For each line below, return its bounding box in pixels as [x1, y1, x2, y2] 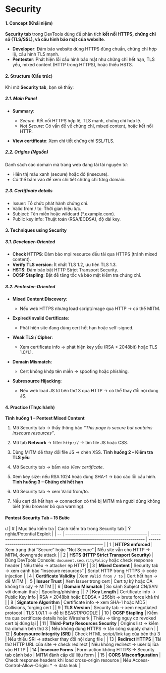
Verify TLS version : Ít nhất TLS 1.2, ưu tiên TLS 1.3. [12, 261, 117, 268]
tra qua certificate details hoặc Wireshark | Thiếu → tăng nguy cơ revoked [5, 615, 156, 621]
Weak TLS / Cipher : [12, 334, 53, 340]
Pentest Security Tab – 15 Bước [5, 515, 70, 520]
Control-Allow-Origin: [5, 663, 49, 669]
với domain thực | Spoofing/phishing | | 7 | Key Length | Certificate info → [5, 589, 156, 595]
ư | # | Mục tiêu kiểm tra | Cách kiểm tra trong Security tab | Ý [5, 526, 131, 532]
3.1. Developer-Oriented [5, 239, 55, 245]
